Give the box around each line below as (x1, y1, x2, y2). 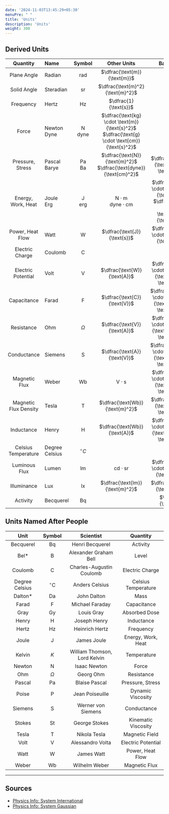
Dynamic (130, 687, 152, 694)
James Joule (76, 637, 107, 644)
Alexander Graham (68, 549, 113, 556)
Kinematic (129, 716, 153, 723)
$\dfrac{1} (109, 97, 134, 104)
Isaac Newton (74, 663, 108, 670)
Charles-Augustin (69, 564, 113, 571)
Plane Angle (9, 71, 38, 78)
